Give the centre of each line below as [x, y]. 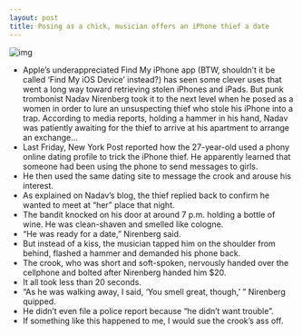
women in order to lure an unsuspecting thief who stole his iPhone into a [157, 108]
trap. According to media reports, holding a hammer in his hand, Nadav [155, 118]
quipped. [39, 301]
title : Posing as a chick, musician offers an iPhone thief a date [140, 26]
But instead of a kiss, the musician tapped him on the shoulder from [149, 243]
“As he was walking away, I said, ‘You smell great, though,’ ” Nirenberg [154, 291]
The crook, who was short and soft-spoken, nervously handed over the [156, 262]
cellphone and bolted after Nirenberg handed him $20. [124, 272]
